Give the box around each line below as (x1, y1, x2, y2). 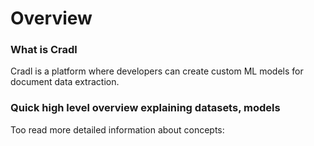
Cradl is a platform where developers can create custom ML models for (10, 65, 304, 77)
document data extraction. (10, 76, 120, 88)
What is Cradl (10, 43, 78, 57)
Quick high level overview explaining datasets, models (10, 101, 281, 115)
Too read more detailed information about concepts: (10, 123, 225, 136)
